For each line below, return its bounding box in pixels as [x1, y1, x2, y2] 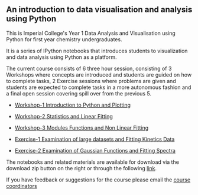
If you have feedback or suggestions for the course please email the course [6, 176, 191, 183]
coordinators [6, 182, 37, 189]
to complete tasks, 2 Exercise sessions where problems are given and [6, 77, 176, 84]
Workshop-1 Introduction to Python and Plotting [14, 101, 131, 108]
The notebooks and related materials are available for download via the [6, 158, 179, 166]
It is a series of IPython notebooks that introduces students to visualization [6, 47, 188, 54]
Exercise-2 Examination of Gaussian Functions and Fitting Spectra [14, 147, 176, 154]
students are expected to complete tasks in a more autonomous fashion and [6, 84, 191, 91]
